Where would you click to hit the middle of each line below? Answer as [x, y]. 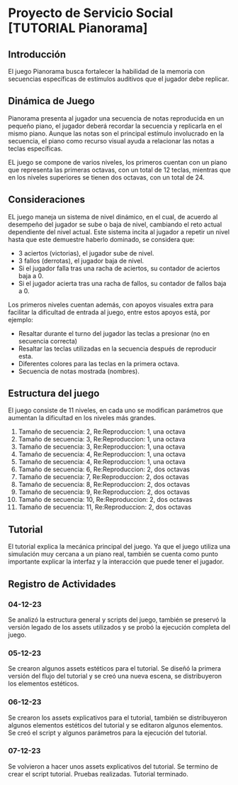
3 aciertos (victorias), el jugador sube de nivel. [86, 253]
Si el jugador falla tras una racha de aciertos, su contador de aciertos [119, 268]
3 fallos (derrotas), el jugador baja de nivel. [81, 260]
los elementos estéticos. [44, 684]
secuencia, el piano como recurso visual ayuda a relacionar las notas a [111, 141]
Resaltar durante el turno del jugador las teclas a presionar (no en [114, 333]
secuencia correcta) [47, 341]
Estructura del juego [54, 394]
